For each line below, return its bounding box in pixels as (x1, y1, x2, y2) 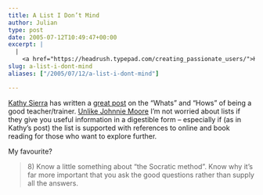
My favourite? (8, 146, 52, 156)
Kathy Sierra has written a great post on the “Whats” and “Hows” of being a (8, 98, 252, 107)
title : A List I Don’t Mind (8, 11, 100, 20)
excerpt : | (8, 41, 44, 49)
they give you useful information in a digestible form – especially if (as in (8, 114, 242, 124)
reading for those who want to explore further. (8, 131, 157, 141)
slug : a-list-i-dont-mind (8, 63, 92, 70)
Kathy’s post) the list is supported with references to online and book (8, 123, 230, 132)
